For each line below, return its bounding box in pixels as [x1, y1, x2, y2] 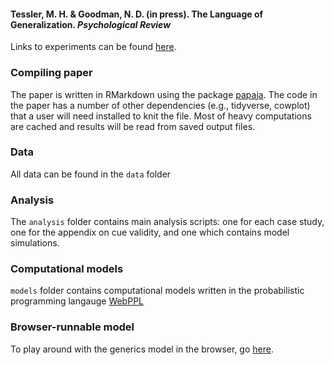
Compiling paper [10, 66, 93, 80]
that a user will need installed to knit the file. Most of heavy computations [10, 110, 312, 122]
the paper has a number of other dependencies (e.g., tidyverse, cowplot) [10, 99, 311, 111]
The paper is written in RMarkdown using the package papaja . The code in [10, 88, 318, 100]
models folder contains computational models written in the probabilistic [10, 285, 305, 297]
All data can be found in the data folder [10, 168, 172, 180]
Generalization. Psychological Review [10, 18, 172, 30]
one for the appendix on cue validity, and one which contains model [10, 226, 290, 239]
